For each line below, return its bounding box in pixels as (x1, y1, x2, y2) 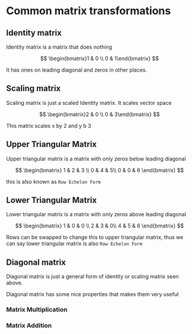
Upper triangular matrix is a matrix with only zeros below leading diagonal (6, 155, 186, 162)
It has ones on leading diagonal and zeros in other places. (6, 66, 148, 73)
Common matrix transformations (6, 4, 171, 18)
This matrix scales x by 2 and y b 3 (6, 122, 92, 129)
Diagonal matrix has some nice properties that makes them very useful (6, 291, 179, 298)
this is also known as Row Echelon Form (6, 178, 101, 185)
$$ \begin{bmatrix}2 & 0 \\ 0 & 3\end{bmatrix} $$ (39, 111, 160, 118)
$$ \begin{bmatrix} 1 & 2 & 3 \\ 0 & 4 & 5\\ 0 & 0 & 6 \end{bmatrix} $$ (15, 166, 184, 174)
